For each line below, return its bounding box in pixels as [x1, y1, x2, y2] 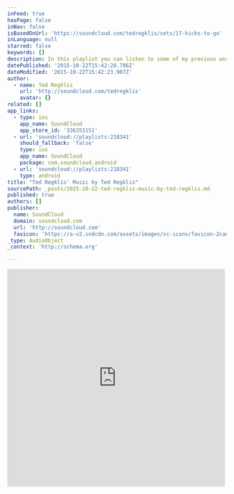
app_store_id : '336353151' [19, 127, 98, 134]
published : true [7, 192, 54, 199]
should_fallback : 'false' [19, 140, 95, 147]
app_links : [7, 107, 39, 114]
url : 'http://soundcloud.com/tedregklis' [19, 88, 141, 95]
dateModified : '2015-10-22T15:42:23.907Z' [7, 68, 132, 75]
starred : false [7, 43, 52, 49]
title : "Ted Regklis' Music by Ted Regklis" [7, 178, 139, 185]
